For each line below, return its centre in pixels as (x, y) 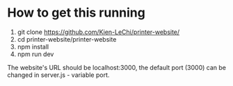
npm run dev (35, 54)
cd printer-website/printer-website (67, 39)
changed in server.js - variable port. (58, 75)
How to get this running (77, 13)
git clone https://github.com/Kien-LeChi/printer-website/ (98, 32)
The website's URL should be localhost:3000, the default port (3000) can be (116, 67)
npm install (33, 46)
